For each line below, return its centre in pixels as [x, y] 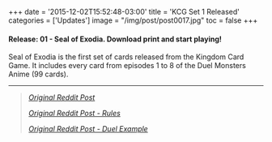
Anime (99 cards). [38, 74]
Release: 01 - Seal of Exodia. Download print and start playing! [115, 39]
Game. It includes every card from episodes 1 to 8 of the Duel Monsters [127, 66]
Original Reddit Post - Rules [74, 114]
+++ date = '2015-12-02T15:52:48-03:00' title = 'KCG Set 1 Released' [124, 12]
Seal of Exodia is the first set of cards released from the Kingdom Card [126, 57]
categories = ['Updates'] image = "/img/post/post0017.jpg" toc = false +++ [133, 20]
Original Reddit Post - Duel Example [88, 129]
